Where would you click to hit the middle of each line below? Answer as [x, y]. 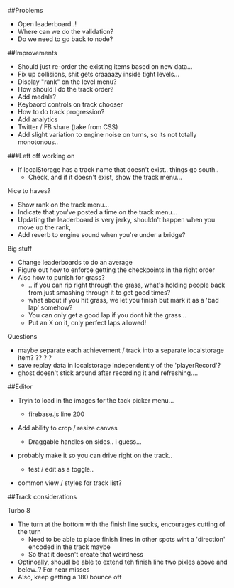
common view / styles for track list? [69, 483]
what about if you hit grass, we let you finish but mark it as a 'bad [123, 300]
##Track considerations [42, 497]
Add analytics [38, 119]
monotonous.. [38, 142]
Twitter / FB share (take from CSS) [68, 127]
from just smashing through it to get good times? [99, 293]
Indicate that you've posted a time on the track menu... [97, 212]
